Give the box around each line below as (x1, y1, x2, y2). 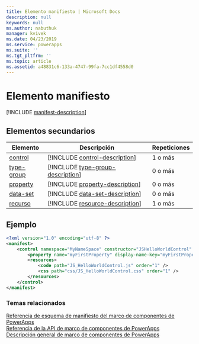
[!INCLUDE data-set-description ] (47, 190, 142, 198)
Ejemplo (6, 220, 37, 230)
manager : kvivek (6, 31, 46, 37)
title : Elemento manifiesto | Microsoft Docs (6, 8, 120, 15)
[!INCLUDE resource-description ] (47, 200, 142, 208)
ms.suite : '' (6, 47, 38, 53)
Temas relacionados (6, 298, 66, 307)
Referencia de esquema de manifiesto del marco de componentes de (6, 312, 175, 319)
